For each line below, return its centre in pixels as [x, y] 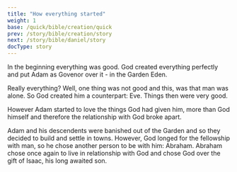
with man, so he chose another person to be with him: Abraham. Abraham [115, 145]
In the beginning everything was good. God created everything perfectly [113, 67]
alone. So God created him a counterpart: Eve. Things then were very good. [118, 96]
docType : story [30, 47]
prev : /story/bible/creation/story [60, 34]
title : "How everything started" [57, 14]
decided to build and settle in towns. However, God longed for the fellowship [119, 138]
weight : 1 [22, 21]
